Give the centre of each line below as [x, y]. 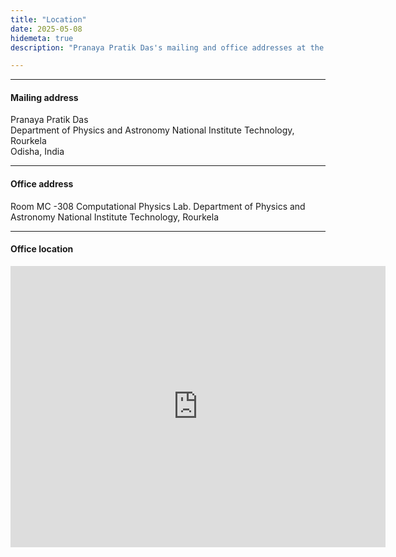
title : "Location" [48, 19]
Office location [42, 249]
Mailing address [44, 97]
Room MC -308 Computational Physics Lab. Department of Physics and [158, 206]
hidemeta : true [42, 38]
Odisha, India [37, 152]
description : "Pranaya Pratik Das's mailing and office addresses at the [167, 47]
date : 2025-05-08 [46, 29]
